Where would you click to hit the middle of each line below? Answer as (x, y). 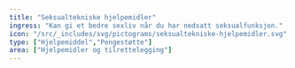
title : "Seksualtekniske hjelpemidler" (83, 17)
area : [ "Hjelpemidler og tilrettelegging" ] (91, 50)
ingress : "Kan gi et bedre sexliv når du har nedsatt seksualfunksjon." (146, 26)
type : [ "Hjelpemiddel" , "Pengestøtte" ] (81, 42)
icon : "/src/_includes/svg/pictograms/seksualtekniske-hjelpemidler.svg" (148, 34)
